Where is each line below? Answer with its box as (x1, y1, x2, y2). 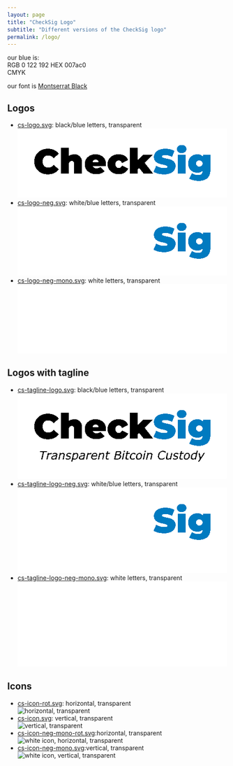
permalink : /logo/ (7, 34, 61, 41)
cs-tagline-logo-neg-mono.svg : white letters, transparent (17, 574, 183, 582)
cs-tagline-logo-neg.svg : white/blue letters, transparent (17, 479, 178, 488)
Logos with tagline (7, 367, 89, 379)
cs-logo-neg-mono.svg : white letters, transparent (17, 276, 160, 285)
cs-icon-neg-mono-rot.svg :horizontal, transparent (17, 728, 163, 737)
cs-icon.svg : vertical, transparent (17, 714, 113, 722)
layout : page (7, 11, 45, 18)
